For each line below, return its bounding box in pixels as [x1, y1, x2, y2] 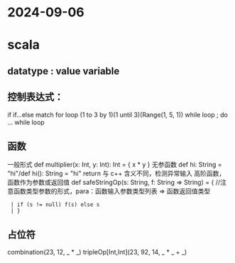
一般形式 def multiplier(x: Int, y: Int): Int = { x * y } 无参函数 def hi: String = [7, 161, 222, 169]
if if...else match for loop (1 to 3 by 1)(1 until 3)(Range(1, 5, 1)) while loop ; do [7, 110, 229, 119]
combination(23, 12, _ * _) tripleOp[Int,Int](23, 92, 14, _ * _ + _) [7, 248, 187, 257]
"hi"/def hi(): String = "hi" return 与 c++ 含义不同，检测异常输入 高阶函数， [7, 169, 226, 178]
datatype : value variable [7, 65, 120, 77]
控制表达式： [7, 91, 64, 103]
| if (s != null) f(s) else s [10, 201, 100, 208]
